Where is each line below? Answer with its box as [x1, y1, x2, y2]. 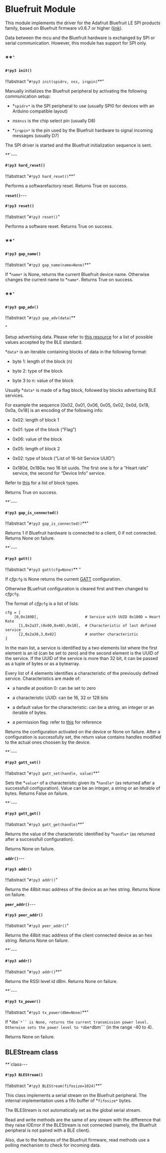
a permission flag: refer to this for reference [12, 719, 102, 725]
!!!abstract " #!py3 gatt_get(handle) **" [5, 821, 84, 827]
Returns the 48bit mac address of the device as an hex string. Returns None [5, 886, 161, 892]
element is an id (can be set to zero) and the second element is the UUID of [5, 650, 159, 656]
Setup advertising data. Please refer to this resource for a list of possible [5, 334, 153, 340]
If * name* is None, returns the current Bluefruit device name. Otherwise [5, 271, 150, 277]
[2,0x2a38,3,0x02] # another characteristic [18, 632, 139, 637]
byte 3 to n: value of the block [12, 378, 74, 384]
